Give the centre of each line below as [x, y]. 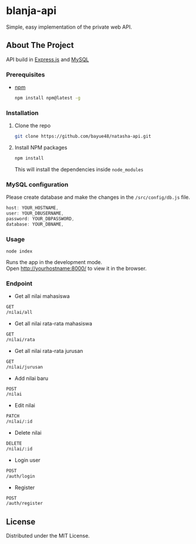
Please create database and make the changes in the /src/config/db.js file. [98, 197]
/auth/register [25, 504]
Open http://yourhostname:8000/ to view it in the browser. [76, 268]
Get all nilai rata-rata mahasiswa [53, 324]
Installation [23, 113]
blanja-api [31, 11]
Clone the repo [32, 126]
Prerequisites [25, 74]
